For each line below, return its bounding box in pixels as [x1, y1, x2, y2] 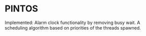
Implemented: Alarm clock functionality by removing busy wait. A [5, 19, 140, 25]
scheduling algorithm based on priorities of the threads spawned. [5, 24, 141, 30]
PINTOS [5, 3, 38, 14]
